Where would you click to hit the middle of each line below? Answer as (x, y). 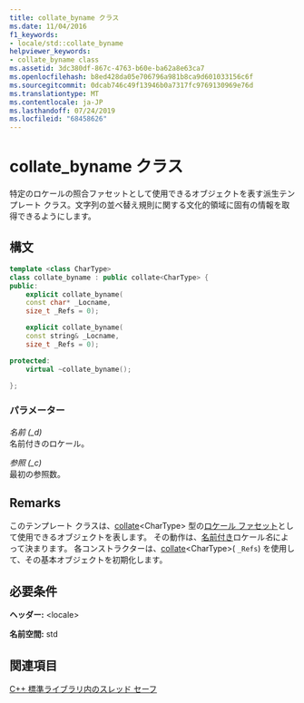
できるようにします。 (57, 216)
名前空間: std (34, 634)
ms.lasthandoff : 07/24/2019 (63, 111)
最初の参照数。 (37, 474)
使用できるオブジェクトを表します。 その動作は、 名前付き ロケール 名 (145, 537)
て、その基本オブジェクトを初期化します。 (88, 560)
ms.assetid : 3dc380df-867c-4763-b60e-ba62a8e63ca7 (107, 69)
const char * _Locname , (69, 303)
